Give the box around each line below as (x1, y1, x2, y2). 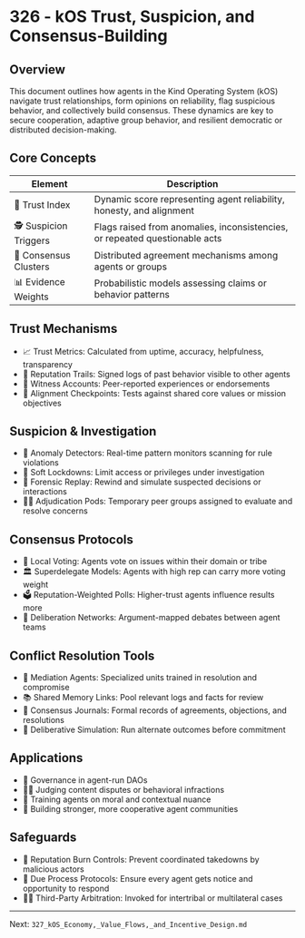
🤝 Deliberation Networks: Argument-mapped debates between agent (22, 612, 280, 623)
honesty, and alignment (93, 204, 195, 217)
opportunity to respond (22, 883, 110, 894)
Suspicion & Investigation (9, 424, 157, 439)
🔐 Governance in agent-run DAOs (22, 774, 148, 786)
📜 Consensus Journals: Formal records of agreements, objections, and (22, 705, 288, 716)
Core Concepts (9, 151, 97, 166)
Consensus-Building (9, 25, 168, 46)
